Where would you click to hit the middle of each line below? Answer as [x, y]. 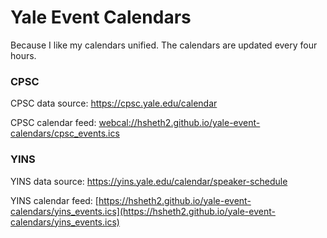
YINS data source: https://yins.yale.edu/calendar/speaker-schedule [149, 181]
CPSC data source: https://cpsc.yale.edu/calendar [114, 103]
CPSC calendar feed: [53, 123]
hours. [23, 55]
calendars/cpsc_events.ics [65, 133]
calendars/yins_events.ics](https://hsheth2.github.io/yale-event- [143, 211]
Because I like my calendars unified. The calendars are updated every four [164, 45]
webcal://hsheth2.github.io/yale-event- [179, 123]
